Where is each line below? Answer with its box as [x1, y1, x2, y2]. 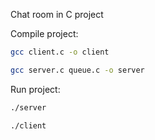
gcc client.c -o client [10, 47, 110, 57]
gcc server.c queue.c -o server [10, 65, 145, 75]
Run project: [10, 83, 61, 95]
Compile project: [10, 28, 79, 39]
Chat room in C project [10, 9, 104, 20]
